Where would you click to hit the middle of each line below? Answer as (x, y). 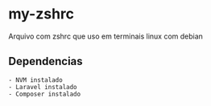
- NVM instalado (35, 80)
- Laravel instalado (43, 87)
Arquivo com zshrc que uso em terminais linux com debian (106, 36)
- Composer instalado (45, 94)
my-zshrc (41, 14)
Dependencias (46, 61)
